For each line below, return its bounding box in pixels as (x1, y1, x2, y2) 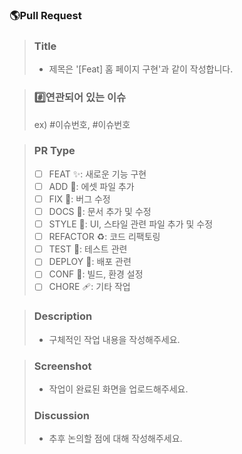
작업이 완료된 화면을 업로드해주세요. (48, 383, 189, 395)
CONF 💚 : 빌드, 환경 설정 (48, 268, 144, 280)
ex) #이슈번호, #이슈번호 (33, 118, 131, 130)
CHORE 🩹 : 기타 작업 (48, 281, 131, 293)
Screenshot (33, 359, 92, 373)
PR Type (33, 144, 76, 158)
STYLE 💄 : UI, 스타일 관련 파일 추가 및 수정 (48, 218, 214, 230)
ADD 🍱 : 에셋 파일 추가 (48, 180, 135, 192)
